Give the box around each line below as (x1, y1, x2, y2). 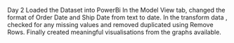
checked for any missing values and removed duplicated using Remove (7, 21, 214, 28)
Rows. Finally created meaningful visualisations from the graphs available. (7, 28, 221, 36)
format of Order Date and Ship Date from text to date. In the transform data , (7, 13, 228, 21)
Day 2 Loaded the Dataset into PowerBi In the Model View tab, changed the (7, 6, 226, 14)
